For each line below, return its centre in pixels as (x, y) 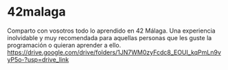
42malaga (37, 12)
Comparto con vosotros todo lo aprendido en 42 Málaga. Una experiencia (111, 31)
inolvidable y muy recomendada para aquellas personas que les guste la (110, 37)
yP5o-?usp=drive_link (38, 59)
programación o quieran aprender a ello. (64, 45)
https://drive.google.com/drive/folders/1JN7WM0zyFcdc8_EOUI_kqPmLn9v (114, 52)
